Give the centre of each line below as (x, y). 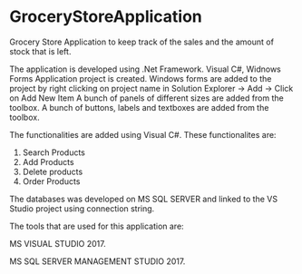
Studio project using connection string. (82, 208)
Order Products (51, 181)
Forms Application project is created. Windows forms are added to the (141, 78)
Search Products (54, 152)
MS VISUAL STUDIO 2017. (58, 243)
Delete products (53, 171)
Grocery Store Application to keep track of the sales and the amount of (142, 42)
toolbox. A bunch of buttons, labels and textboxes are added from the (139, 107)
